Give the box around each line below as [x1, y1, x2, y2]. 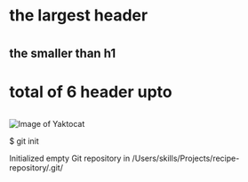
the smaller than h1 [9, 46, 116, 61]
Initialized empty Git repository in [9, 153, 131, 164]
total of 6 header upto [9, 82, 173, 102]
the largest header [9, 5, 148, 26]
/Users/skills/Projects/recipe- [132, 153, 240, 164]
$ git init [9, 136, 40, 146]
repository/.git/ [9, 162, 64, 173]
